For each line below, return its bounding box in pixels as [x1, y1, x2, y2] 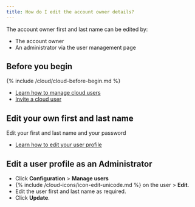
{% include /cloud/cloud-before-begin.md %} [6, 77, 121, 85]
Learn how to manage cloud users [15, 89, 101, 97]
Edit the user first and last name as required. [15, 188, 126, 195]
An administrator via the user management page [15, 44, 137, 51]
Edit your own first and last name [6, 113, 134, 123]
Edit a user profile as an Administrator [6, 158, 152, 169]
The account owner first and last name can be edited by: [6, 25, 148, 33]
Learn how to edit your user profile [15, 141, 102, 149]
